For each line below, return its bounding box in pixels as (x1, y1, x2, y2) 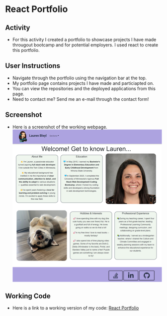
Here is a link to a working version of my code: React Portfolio (12, 305, 139, 311)
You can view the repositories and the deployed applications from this (12, 85, 156, 91)
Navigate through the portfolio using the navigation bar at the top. (12, 75, 147, 81)
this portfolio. (12, 47, 40, 53)
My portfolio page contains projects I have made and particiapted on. (12, 80, 154, 86)
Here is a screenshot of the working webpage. (12, 124, 108, 130)
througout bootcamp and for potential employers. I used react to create (12, 42, 158, 48)
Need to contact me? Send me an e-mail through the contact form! (12, 96, 149, 102)
